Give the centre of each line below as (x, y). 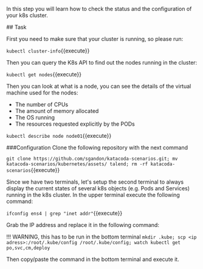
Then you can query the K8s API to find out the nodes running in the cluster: (102, 63)
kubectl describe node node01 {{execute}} (59, 136)
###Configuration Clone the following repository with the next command (97, 148)
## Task (16, 27)
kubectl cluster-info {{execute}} (48, 51)
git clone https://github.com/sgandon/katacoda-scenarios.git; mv (92, 159)
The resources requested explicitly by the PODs (75, 124)
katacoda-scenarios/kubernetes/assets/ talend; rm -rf (77, 164)
